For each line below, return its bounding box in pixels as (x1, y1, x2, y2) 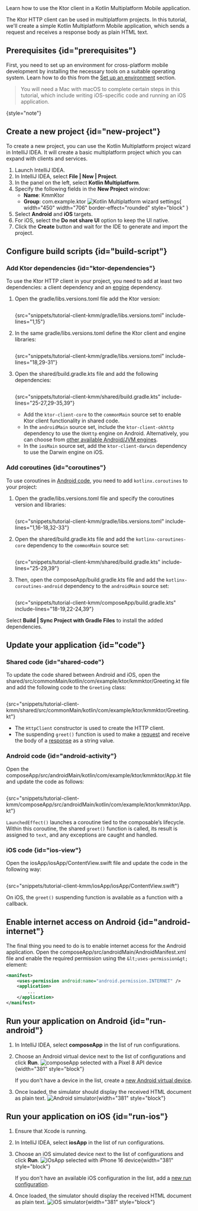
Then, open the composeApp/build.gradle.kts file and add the (14, 576, 165, 583)
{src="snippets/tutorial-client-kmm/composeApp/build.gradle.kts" (14, 599, 176, 606)
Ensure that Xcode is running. (14, 1127, 87, 1134)
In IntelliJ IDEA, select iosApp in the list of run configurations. (14, 1139, 165, 1146)
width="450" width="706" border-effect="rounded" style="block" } (23, 204, 189, 211)
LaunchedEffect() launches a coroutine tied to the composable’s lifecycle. (6, 818, 185, 826)
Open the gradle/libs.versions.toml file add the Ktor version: (14, 295, 161, 302)
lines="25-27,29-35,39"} (14, 399, 75, 406)
